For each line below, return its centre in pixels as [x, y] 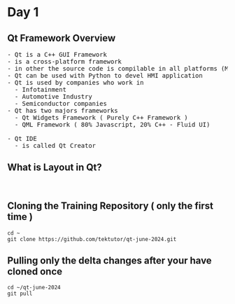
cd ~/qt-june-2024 [34, 288]
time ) [20, 217]
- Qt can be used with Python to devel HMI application [105, 75]
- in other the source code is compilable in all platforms [113, 68]
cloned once [35, 271]
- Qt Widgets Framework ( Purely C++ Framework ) [101, 117]
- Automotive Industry [53, 96]
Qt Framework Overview [62, 38]
